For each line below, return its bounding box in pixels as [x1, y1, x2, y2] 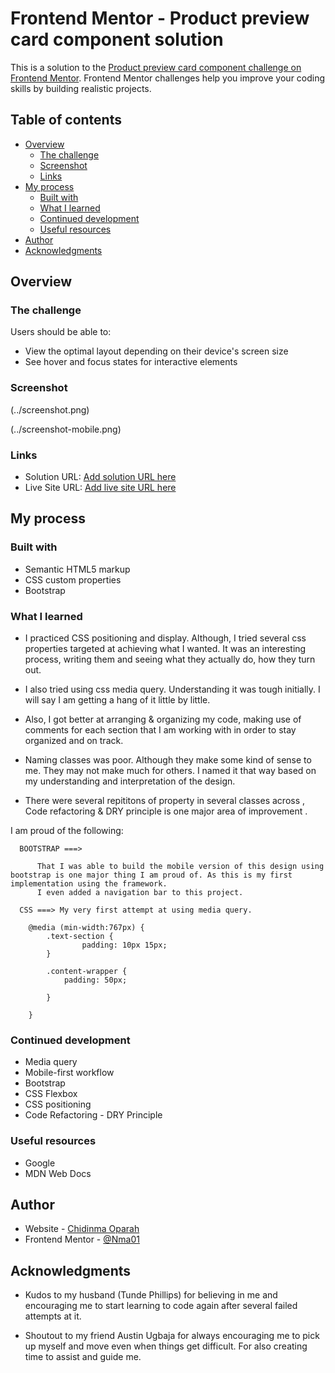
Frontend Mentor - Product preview [10, 7, 310, 30]
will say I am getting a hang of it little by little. [24, 694, 211, 706]
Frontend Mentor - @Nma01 [24, 1233, 140, 1246]
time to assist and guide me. [24, 1351, 142, 1363]
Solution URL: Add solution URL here [24, 471, 177, 483]
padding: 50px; [63, 975, 128, 986]
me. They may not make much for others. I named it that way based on [24, 765, 317, 777]
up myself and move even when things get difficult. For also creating [24, 1340, 308, 1352]
